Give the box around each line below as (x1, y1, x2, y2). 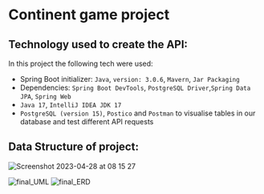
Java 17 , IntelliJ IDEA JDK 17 (19, 100, 122, 109)
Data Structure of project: (8, 140, 139, 154)
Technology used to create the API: (8, 38, 189, 51)
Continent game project (8, 6, 170, 24)
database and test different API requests (19, 117, 154, 126)
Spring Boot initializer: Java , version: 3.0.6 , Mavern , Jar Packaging (19, 75, 240, 83)
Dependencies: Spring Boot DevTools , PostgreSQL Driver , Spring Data (19, 83, 251, 92)
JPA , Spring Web (19, 91, 71, 101)
